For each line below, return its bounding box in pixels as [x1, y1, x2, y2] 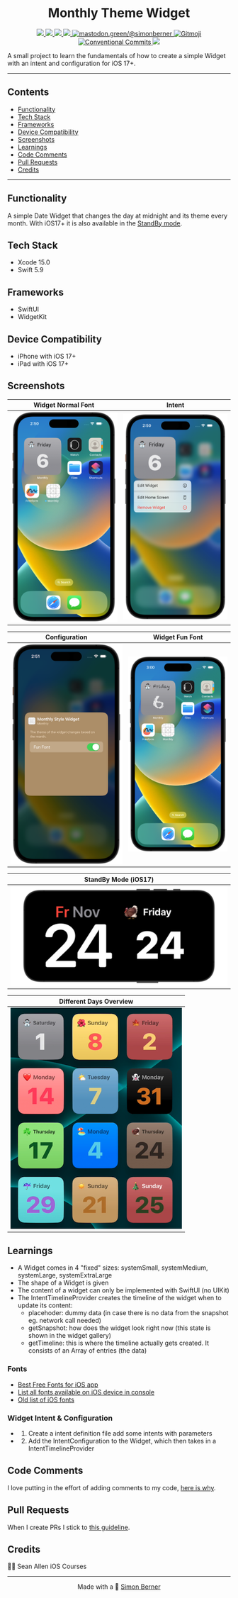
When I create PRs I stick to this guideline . [7, 1523, 130, 1531]
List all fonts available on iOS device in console [17, 1387, 154, 1396]
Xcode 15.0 [17, 258, 51, 267]
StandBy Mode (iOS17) [84, 875, 154, 883]
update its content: [17, 1301, 73, 1309]
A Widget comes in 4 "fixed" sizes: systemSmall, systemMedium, [17, 1263, 208, 1272]
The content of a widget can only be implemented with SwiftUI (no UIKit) [17, 1286, 230, 1295]
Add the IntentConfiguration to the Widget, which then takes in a [28, 1437, 217, 1446]
